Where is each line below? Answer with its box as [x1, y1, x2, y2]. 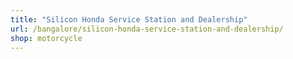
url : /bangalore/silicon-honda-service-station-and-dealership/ [10, 24, 284, 34]
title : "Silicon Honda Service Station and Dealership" [10, 14, 248, 25]
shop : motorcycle [10, 33, 83, 43]
